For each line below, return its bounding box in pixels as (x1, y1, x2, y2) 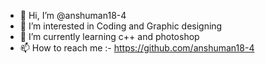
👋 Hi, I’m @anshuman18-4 (19, 10, 127, 21)
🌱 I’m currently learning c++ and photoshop (19, 31, 200, 42)
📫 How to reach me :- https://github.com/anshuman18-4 (19, 42, 255, 54)
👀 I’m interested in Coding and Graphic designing (19, 20, 223, 32)
